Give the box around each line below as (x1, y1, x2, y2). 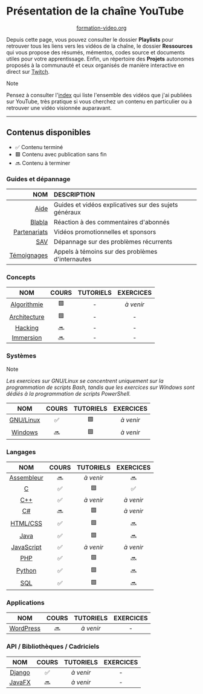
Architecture (9, 312, 45, 321)
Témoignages (9, 251, 48, 260)
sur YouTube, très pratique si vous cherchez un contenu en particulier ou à (6, 98, 192, 105)
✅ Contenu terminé (14, 143, 63, 150)
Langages (6, 448, 36, 456)
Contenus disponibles (6, 127, 91, 138)
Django (10, 668, 30, 676)
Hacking (14, 324, 39, 332)
